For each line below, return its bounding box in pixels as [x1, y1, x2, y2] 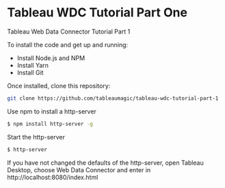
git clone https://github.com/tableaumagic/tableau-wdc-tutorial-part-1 [7, 94, 219, 102]
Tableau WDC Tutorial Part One [7, 5, 188, 21]
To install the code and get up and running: [7, 40, 129, 49]
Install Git [16, 68, 44, 77]
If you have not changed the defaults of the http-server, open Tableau [7, 159, 204, 167]
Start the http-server [7, 133, 65, 141]
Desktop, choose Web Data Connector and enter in [7, 165, 151, 174]
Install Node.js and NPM [16, 53, 85, 62]
